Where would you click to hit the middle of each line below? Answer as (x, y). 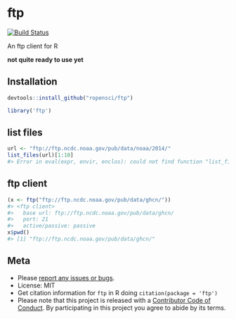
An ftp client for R (33, 46)
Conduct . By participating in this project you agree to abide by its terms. (122, 308)
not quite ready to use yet (46, 59)
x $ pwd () (19, 233)
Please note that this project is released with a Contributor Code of (114, 300)
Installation (32, 82)
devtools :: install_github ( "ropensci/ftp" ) (70, 98)
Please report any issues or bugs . (66, 278)
